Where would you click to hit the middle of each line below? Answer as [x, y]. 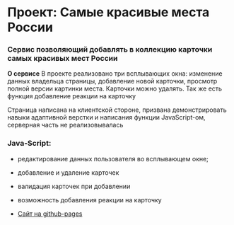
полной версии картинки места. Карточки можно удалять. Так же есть [115, 88]
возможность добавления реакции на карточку [89, 200]
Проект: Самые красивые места [109, 12]
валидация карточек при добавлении [74, 186]
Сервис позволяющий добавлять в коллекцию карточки [110, 50]
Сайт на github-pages [50, 214]
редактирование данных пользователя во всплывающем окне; [113, 158]
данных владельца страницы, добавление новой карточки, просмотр [112, 81]
